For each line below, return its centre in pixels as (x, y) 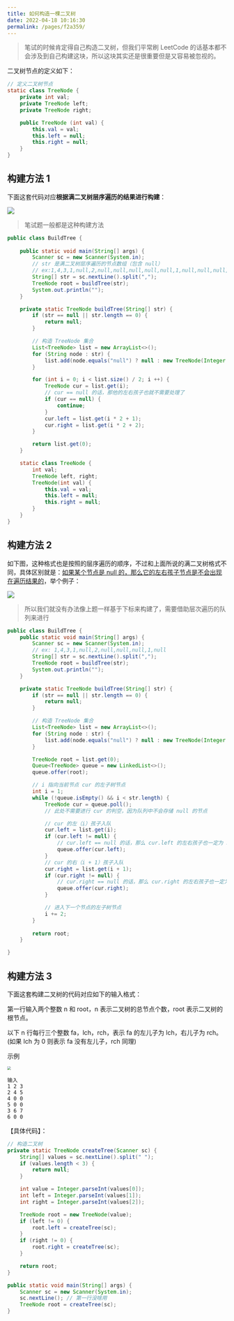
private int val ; (45, 97)
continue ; (71, 406)
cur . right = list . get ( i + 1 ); (88, 869)
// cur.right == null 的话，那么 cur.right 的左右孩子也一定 (141, 882)
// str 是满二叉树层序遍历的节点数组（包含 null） (98, 264)
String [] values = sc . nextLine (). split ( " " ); (87, 1157)
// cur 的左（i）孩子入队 (78, 824)
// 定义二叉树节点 (30, 84)
